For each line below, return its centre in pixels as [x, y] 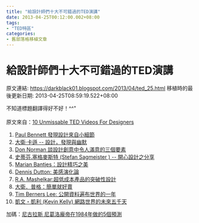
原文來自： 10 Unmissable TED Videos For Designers [70, 122]
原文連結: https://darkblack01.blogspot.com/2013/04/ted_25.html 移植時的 [97, 88]
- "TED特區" [20, 28]
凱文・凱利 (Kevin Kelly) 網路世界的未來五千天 [71, 201]
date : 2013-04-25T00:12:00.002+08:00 [53, 17]
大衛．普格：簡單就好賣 [43, 186]
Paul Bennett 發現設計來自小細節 [55, 134]
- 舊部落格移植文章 [27, 39]
